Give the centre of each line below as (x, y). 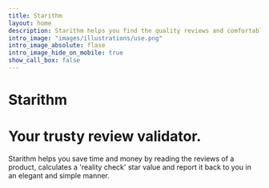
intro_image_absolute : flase (57, 46)
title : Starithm (35, 16)
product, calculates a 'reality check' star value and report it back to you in (130, 167)
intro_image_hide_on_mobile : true (66, 53)
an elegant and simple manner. (59, 176)
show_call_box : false (44, 61)
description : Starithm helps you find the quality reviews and (116, 30)
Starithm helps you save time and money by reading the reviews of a (121, 158)
